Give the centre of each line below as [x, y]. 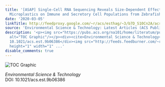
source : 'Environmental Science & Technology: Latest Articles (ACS [77, 28]
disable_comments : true [29, 51]
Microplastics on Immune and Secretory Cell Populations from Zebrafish [85, 14]
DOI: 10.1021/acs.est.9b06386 [35, 80]
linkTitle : [16, 23]
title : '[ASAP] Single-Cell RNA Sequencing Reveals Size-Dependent [76, 10]
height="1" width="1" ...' [37, 46]
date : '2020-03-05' [25, 19]
